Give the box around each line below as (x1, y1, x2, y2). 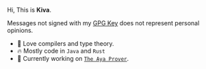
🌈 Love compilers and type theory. (16, 40, 114, 47)
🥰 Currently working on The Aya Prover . (16, 55, 129, 62)
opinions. (7, 27, 34, 34)
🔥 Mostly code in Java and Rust (16, 47, 105, 55)
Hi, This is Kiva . (7, 6, 51, 14)
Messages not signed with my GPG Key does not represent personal (7, 19, 200, 27)
